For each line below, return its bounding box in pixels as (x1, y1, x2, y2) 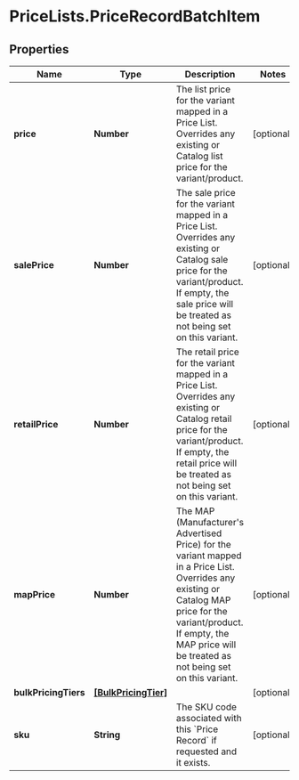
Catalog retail (176, 412, 232, 425)
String (93, 728, 121, 741)
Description (184, 69, 236, 80)
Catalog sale (176, 254, 229, 265)
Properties (9, 42, 69, 57)
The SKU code (176, 701, 238, 713)
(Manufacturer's (176, 516, 245, 528)
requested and (176, 745, 238, 758)
